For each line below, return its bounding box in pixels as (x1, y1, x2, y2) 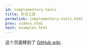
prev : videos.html (5, 21, 43, 26)
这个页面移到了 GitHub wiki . (5, 40, 62, 46)
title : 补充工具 (5, 12, 36, 17)
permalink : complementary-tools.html (5, 16, 84, 21)
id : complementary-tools (5, 7, 57, 12)
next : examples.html (5, 25, 48, 30)
